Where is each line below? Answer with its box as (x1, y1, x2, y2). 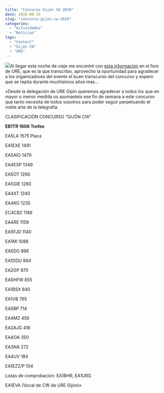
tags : (5, 35, 16, 40)
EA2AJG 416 (5, 325, 31, 331)
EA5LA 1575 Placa (5, 133, 42, 139)
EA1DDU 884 (5, 257, 32, 263)
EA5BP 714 (5, 305, 28, 311)
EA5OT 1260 (5, 171, 31, 177)
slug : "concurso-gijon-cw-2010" (5, 16, 71, 21)
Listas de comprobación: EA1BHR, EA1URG (5, 372, 92, 379)
